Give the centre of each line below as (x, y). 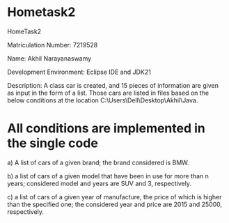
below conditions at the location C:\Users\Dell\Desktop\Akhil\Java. (103, 100)
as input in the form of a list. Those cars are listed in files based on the (108, 93)
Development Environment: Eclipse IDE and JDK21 (79, 72)
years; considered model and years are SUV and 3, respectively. (99, 183)
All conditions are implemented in (106, 129)
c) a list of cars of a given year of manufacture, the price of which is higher (114, 197)
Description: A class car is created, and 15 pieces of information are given (113, 85)
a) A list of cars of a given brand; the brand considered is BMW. (98, 162)
